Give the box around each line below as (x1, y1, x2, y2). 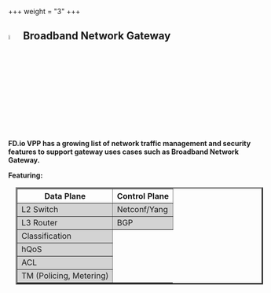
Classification (21, 231, 72, 242)
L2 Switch (21, 204, 59, 215)
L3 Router (21, 218, 58, 229)
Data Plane (44, 191, 86, 202)
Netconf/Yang (116, 204, 169, 215)
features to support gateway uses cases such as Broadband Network (8, 147, 240, 156)
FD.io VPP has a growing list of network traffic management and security (8, 139, 251, 148)
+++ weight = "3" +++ (8, 7, 81, 16)
